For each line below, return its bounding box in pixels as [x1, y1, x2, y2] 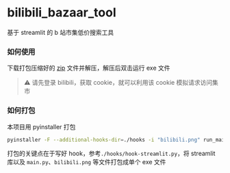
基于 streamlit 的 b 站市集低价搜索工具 [7, 28, 114, 36]
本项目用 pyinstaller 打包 [7, 122, 76, 131]
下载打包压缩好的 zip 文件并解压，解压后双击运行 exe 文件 [7, 64, 170, 72]
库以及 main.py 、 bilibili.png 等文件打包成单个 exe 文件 [7, 158, 166, 166]
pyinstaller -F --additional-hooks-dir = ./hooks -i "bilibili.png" [7, 136, 201, 143]
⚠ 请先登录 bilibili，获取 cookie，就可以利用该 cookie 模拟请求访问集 [23, 79, 219, 87]
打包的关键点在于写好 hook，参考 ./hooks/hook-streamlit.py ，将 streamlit [7, 149, 216, 158]
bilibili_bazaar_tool [7, 5, 116, 21]
